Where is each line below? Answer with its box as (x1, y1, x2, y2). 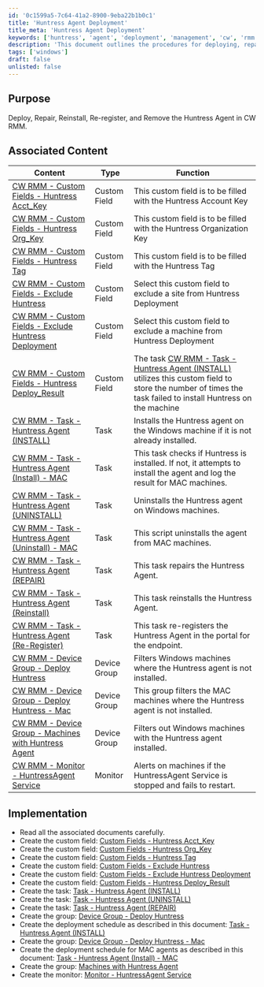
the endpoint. (133, 640, 183, 651)
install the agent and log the (133, 467, 236, 479)
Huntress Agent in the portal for (133, 630, 251, 641)
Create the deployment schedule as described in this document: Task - (19, 920, 250, 929)
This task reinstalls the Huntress (133, 593, 252, 604)
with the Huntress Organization (133, 223, 249, 234)
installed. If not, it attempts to (133, 458, 241, 469)
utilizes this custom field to (133, 373, 233, 384)
